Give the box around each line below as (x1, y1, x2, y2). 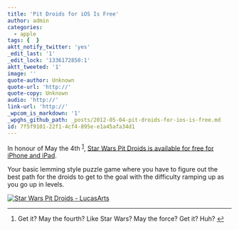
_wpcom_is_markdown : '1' (7, 110, 81, 117)
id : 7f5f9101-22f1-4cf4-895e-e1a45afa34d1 (7, 122, 135, 130)
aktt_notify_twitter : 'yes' (7, 43, 91, 51)
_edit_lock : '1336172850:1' (7, 57, 91, 64)
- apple (14, 30, 37, 38)
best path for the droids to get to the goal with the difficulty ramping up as (7, 172, 225, 182)
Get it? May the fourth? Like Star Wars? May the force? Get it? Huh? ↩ (17, 214, 224, 223)
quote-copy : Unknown (7, 90, 69, 97)
